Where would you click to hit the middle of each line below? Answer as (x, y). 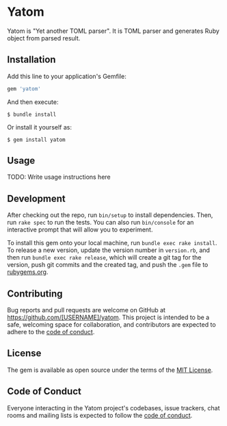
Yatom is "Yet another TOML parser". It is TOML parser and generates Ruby (113, 31)
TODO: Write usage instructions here (59, 177)
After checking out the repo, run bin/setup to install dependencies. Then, (110, 215)
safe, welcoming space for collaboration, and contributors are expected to (112, 325)
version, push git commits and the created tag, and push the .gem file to (108, 265)
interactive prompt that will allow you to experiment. (80, 229)
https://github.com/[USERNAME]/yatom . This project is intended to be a (108, 317)
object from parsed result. (44, 38)
